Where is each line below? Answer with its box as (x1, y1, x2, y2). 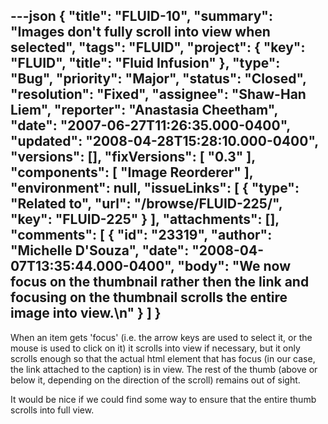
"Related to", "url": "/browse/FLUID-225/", (10, 195, 283, 213)
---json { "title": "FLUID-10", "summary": (10, 8, 273, 25)
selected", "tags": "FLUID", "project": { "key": (10, 39, 306, 56)
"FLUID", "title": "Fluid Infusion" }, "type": (10, 55, 281, 72)
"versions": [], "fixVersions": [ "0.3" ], (10, 149, 256, 166)
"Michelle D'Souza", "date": (10, 242, 190, 259)
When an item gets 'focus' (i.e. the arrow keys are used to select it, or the (10, 331, 313, 343)
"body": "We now (177, 258, 292, 275)
